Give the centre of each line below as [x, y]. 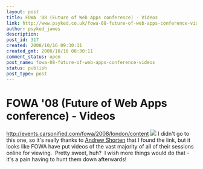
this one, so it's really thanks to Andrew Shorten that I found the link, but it [98, 140]
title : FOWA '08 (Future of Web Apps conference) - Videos [82, 18]
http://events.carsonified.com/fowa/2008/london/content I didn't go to [98, 134]
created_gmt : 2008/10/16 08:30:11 [50, 51]
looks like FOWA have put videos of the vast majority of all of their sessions [100, 147]
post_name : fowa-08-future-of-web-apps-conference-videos [81, 62]
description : [23, 34]
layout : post [23, 12]
